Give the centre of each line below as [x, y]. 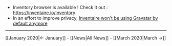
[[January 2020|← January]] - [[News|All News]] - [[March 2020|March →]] [86, 38]
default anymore [30, 23]
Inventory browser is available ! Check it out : [60, 7]
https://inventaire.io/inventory [44, 13]
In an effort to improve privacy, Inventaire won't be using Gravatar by [85, 18]
